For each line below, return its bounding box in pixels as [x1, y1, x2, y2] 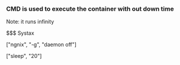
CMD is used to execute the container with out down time [6, 5, 174, 13]
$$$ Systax [6, 30, 34, 37]
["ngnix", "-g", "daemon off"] [6, 41, 77, 48]
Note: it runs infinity [6, 18, 54, 25]
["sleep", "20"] [6, 53, 42, 60]
